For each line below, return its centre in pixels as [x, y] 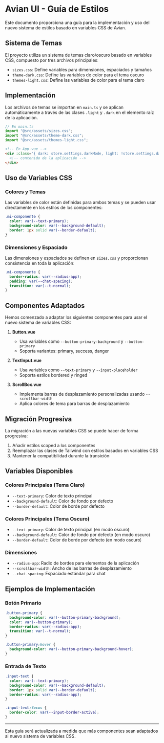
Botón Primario [23, 603]
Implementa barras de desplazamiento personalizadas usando [82, 394]
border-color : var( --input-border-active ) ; [54, 713]
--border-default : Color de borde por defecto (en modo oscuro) [77, 540]
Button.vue [24, 332]
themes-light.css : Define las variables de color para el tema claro [78, 80]
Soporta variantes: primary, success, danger [64, 351]
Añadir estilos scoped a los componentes [54, 445]
